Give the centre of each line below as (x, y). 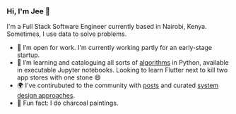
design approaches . (46, 96)
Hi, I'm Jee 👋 (29, 11)
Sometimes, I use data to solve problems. (67, 34)
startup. (28, 55)
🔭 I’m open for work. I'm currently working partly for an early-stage (114, 48)
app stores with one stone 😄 (59, 77)
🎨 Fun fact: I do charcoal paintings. (67, 103)
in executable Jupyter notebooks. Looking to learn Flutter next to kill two (122, 70)
